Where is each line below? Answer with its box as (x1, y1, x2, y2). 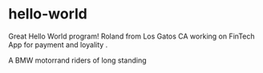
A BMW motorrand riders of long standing (8, 55, 147, 65)
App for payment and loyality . (8, 39, 108, 49)
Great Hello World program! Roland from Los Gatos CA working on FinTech (8, 31, 255, 41)
